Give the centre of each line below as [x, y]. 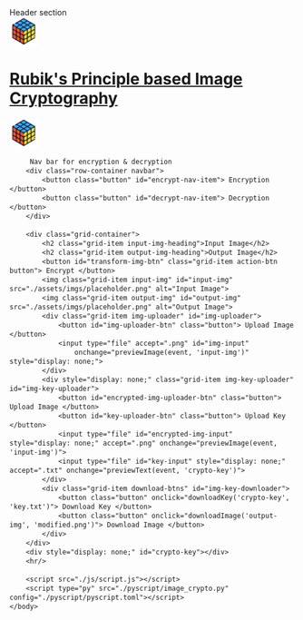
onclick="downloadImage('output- [215, 516]
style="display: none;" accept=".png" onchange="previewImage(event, [144, 443]
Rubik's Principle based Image [126, 79]
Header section [38, 12]
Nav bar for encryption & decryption [101, 162]
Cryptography [64, 98]
